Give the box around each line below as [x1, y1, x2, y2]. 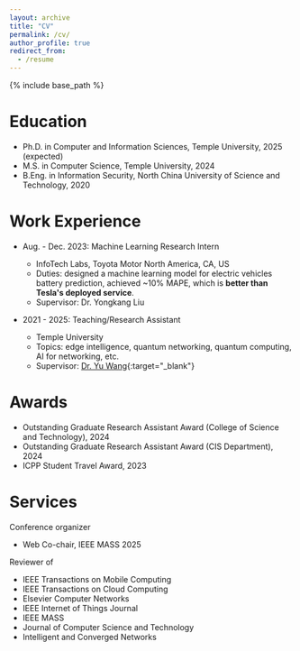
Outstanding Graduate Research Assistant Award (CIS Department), [22, 441, 274, 452]
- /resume [17, 55, 54, 64]
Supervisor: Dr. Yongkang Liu [35, 297, 145, 307]
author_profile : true [9, 38, 91, 48]
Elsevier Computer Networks [22, 592, 130, 604]
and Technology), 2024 [22, 431, 110, 442]
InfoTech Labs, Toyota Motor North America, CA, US [35, 258, 230, 269]
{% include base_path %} [9, 80, 105, 90]
